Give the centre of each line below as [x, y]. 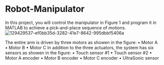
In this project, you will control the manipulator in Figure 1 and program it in [81, 22]
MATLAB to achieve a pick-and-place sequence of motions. [66, 27]
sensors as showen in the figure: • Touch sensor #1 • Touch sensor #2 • [79, 53]
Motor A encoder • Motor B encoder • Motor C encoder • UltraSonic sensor [82, 58]
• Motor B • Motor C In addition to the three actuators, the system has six [80, 47]
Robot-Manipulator [45, 9]
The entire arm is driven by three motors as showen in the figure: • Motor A [82, 42]
